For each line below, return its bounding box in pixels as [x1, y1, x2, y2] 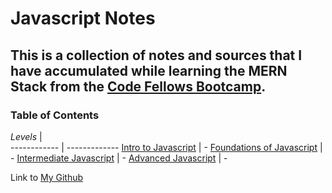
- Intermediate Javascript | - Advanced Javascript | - [10, 152, 228, 164]
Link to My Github [10, 171, 84, 183]
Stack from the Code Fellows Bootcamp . [10, 78, 267, 95]
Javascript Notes [10, 7, 156, 30]
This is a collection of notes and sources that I [10, 47, 303, 64]
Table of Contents [10, 108, 100, 122]
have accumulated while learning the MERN [10, 62, 288, 79]
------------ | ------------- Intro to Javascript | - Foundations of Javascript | [10, 141, 323, 153]
